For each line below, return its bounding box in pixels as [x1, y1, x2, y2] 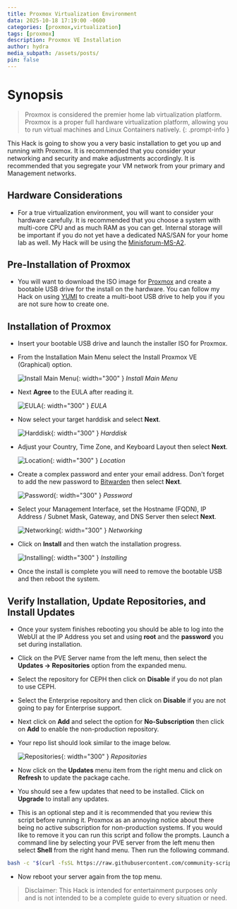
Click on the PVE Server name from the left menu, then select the [17, 653, 207, 662]
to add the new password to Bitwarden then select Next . [17, 478, 182, 486]
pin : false [7, 57, 39, 64]
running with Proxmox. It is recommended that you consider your [7, 146, 196, 155]
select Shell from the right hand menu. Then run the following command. [17, 845, 229, 854]
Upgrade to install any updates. [17, 794, 109, 803]
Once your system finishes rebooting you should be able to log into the [17, 625, 224, 633]
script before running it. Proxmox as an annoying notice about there [17, 816, 214, 824]
